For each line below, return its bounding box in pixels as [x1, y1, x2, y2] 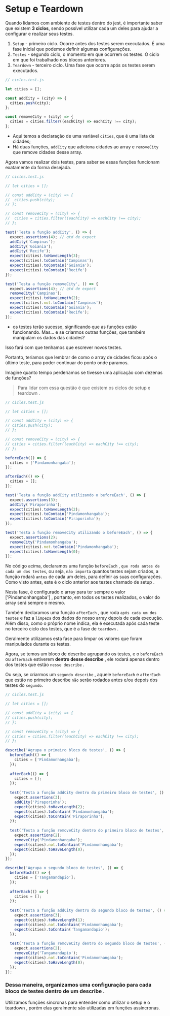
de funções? [5, 374, 31, 381]
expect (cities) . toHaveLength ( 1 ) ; [14, 917, 85, 923]
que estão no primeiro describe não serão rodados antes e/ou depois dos [5, 677, 158, 683]
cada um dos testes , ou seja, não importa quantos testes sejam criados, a [5, 568, 158, 575]
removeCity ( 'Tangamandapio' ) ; [14, 950, 78, 956]
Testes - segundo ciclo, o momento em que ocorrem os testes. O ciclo [12, 51, 159, 57]
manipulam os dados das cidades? [12, 334, 85, 340]
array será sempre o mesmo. [5, 600, 66, 606]
